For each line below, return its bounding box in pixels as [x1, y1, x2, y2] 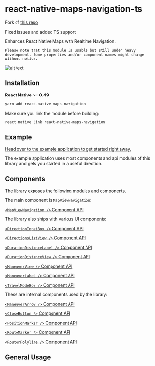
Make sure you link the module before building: [5, 110, 100, 116]
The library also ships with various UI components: [5, 216, 107, 222]
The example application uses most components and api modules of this [5, 155, 151, 161]
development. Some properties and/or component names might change [5, 52, 145, 57]
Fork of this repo [5, 19, 38, 25]
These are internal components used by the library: [5, 291, 108, 298]
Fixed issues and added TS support [5, 29, 76, 35]
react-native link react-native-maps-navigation [5, 119, 105, 125]
